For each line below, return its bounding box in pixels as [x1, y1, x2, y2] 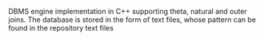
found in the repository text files [8, 24, 114, 32]
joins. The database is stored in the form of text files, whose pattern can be [8, 15, 257, 24]
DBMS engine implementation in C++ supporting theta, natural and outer [8, 7, 248, 16]
